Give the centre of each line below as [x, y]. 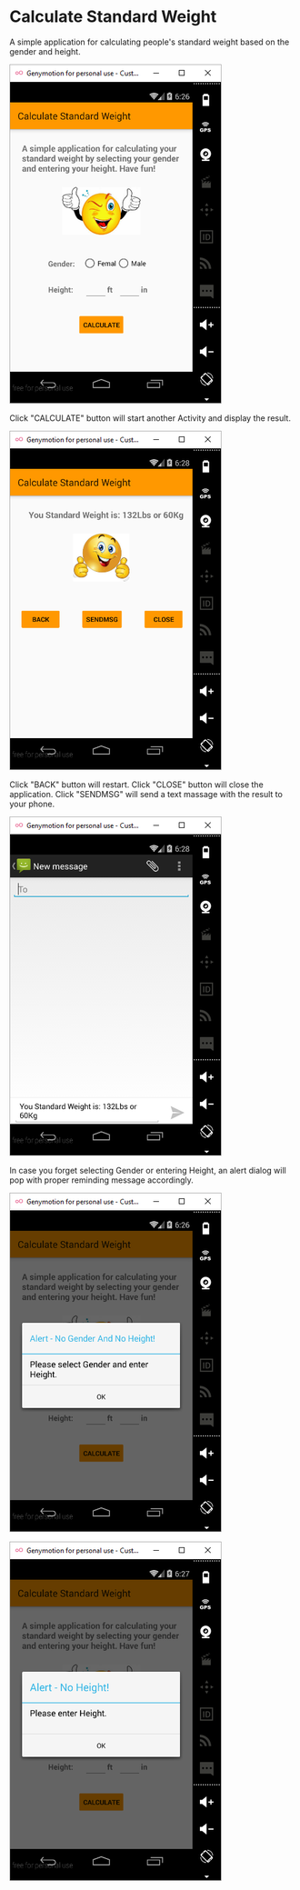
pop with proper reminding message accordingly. [101, 1180]
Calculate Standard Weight [113, 17]
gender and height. [45, 51]
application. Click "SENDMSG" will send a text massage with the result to [146, 794]
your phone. [32, 804]
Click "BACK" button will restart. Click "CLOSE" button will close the [136, 785]
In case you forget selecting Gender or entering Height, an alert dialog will [148, 1170]
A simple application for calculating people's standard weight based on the [150, 42]
